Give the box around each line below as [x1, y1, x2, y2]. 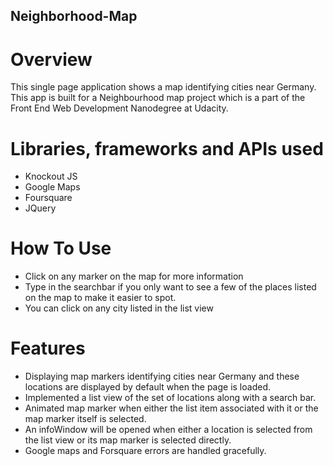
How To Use [10, 237, 112, 260]
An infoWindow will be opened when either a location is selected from [24, 424, 313, 436]
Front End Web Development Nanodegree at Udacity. [10, 102, 229, 114]
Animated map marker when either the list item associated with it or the [24, 402, 319, 414]
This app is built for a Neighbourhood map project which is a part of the [10, 92, 306, 104]
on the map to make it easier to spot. [24, 292, 177, 304]
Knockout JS [24, 170, 78, 183]
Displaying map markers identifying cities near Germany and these [24, 370, 300, 383]
